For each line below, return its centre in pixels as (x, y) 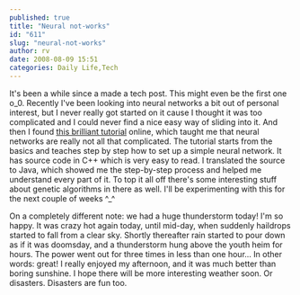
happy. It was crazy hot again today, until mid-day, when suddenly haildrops (150, 225)
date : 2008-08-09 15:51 (54, 59)
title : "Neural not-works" (60, 26)
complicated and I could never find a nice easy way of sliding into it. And (144, 121)
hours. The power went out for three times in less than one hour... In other (146, 254)
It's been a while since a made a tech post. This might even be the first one (148, 93)
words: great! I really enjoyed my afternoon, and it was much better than (143, 264)
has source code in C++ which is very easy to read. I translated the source (147, 160)
